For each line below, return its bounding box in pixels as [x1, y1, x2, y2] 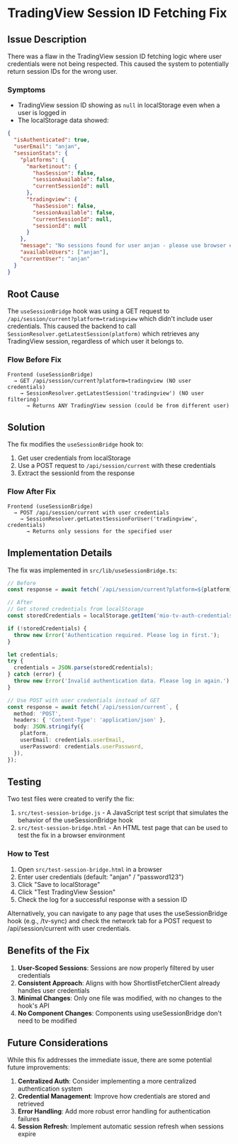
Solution [7, 421, 45, 434]
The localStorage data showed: [17, 116, 109, 125]
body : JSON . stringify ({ [13, 723, 84, 731]
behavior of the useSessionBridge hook [17, 816, 133, 824]
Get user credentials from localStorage [17, 454, 131, 462]
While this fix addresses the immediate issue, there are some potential [7, 1056, 212, 1064]
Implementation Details [7, 547, 113, 559]
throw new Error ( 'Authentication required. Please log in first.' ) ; [13, 631, 220, 638]
